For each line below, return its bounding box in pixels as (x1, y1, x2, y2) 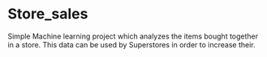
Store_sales (7, 5, 88, 23)
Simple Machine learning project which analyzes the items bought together (7, 31, 259, 41)
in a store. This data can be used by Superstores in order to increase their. (7, 39, 256, 49)
